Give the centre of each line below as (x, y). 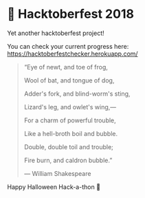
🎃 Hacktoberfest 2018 (70, 14)
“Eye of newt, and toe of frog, (66, 67)
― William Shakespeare (57, 173)
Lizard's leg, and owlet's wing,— (70, 107)
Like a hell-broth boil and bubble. (71, 133)
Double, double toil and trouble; (68, 146)
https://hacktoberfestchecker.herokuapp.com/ (73, 54)
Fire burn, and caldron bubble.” (68, 160)
